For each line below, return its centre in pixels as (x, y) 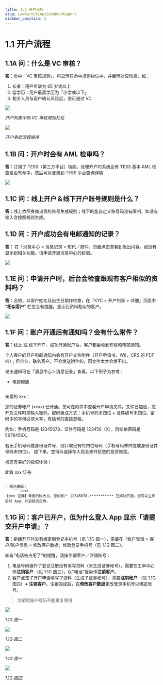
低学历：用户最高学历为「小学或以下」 (50, 92)
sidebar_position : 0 (26, 18)
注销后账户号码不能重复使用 (45, 601)
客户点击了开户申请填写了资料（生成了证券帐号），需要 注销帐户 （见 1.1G (84, 578)
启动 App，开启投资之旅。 (27, 501)
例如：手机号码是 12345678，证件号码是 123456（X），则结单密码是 (73, 429)
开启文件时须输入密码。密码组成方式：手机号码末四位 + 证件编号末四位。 (78, 413)
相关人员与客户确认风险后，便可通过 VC (52, 99)
